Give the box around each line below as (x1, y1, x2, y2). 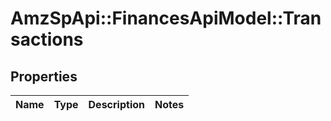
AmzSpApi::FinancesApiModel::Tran (10, 7, 322, 30)
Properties (10, 68, 78, 85)
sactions (10, 28, 84, 51)
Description (88, 98, 145, 111)
